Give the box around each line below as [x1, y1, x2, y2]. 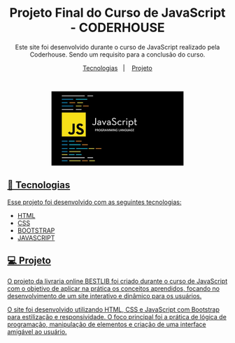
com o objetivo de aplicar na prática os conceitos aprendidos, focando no [7, 284, 220, 293]
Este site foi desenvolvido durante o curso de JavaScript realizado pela [15, 43, 220, 51]
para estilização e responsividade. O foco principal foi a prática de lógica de [7, 312, 227, 321]
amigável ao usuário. [7, 327, 68, 336]
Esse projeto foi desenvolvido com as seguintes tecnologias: [7, 198, 182, 206]
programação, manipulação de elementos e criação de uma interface [7, 320, 206, 328]
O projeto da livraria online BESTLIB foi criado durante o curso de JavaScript [7, 277, 228, 285]
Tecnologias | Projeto [83, 64, 152, 72]
